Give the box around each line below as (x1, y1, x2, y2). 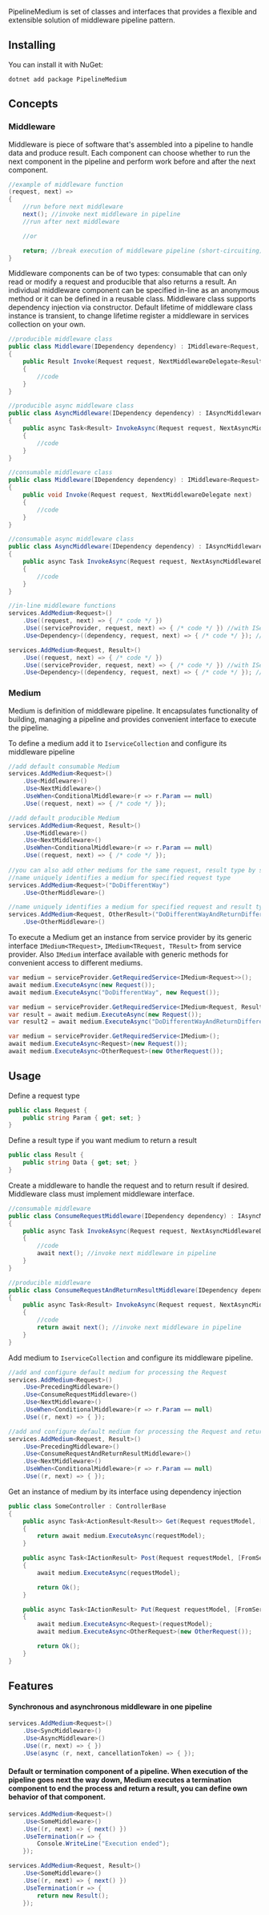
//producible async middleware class (8, 402, 134, 410)
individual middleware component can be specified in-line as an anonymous (8, 285, 260, 295)
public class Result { (8, 1151, 84, 1160)
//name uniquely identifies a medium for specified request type (8, 873, 231, 881)
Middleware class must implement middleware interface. (8, 1188, 195, 1198)
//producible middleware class (8, 335, 113, 343)
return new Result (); (37, 1892, 110, 1900)
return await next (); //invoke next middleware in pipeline (37, 1323, 242, 1332)
